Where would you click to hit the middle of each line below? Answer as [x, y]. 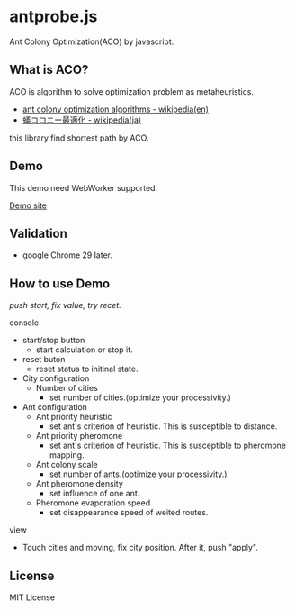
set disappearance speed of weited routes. [129, 513]
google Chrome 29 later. [67, 255]
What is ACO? [49, 70]
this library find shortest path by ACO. [79, 138]
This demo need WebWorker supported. [84, 187]
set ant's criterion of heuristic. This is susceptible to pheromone [167, 446]
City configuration [56, 378]
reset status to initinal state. [87, 369]
